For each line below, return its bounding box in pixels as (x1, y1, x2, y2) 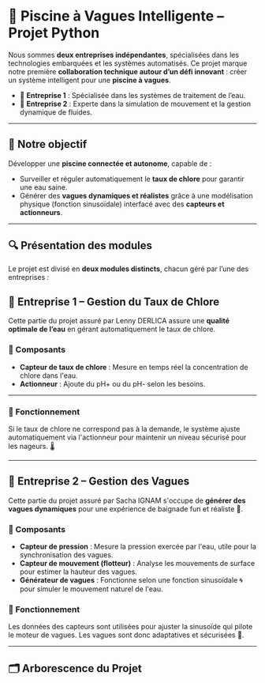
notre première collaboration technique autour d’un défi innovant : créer (8, 66, 248, 76)
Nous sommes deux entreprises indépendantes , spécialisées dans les (8, 50, 239, 59)
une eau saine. (19, 182, 68, 192)
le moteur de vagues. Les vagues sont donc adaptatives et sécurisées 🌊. (8, 630, 244, 640)
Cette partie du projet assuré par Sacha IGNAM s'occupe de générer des (8, 496, 246, 505)
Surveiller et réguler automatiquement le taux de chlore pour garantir (19, 174, 244, 183)
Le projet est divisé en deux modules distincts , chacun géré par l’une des (8, 264, 249, 274)
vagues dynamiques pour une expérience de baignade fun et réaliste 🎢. (8, 504, 244, 513)
